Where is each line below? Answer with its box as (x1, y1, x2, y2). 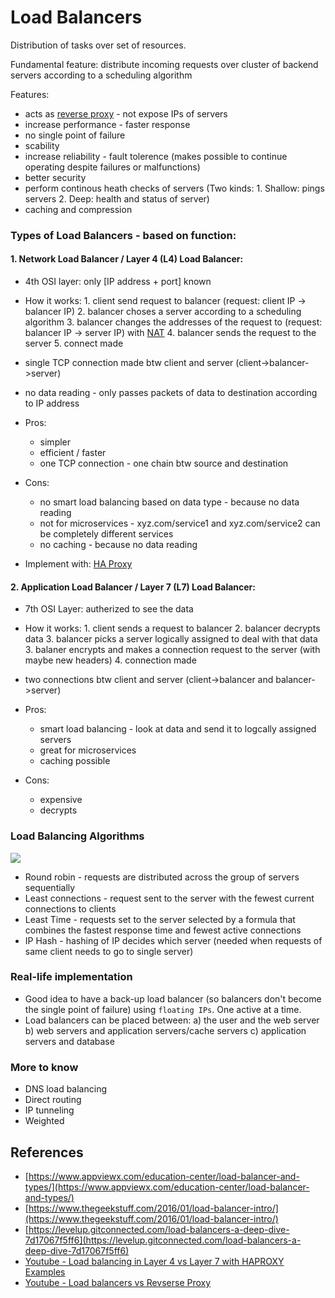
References (10, 1144, 84, 1161)
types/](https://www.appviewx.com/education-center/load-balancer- (24, 1181, 310, 1193)
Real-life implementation (10, 970, 133, 984)
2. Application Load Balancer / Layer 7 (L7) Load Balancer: (10, 581, 256, 593)
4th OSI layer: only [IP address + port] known (24, 276, 212, 288)
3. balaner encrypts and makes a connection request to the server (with (24, 644, 321, 656)
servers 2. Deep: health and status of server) (24, 192, 210, 205)
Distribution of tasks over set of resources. (10, 39, 187, 51)
